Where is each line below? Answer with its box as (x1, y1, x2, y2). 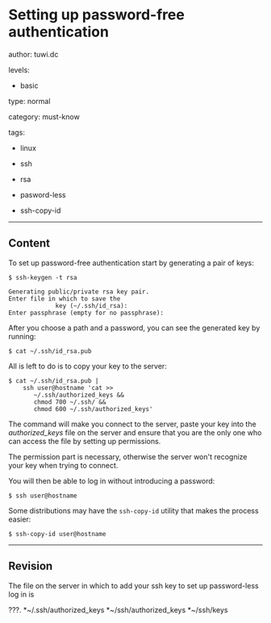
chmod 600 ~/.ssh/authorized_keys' (33, 405, 153, 413)
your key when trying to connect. (8, 460, 119, 470)
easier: (8, 514, 31, 524)
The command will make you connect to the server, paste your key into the (8, 419, 256, 429)
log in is (8, 589, 35, 599)
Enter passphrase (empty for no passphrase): (8, 309, 164, 317)
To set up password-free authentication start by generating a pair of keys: (8, 258, 254, 268)
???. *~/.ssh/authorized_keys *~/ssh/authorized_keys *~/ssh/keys (8, 604, 228, 614)
